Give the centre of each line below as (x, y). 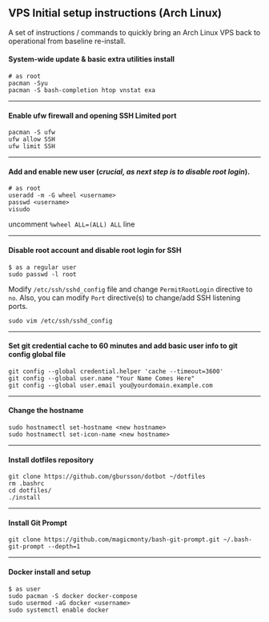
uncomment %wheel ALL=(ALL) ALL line (72, 224)
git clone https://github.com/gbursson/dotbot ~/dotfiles (107, 477)
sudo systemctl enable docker (59, 610)
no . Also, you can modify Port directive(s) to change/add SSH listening (124, 297)
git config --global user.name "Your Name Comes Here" (102, 378)
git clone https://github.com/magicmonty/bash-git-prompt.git (114, 540)
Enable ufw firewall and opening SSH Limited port (92, 115)
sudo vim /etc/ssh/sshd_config (60, 321)
